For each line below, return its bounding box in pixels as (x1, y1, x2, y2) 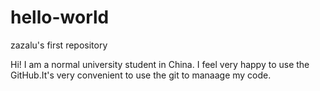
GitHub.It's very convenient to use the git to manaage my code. (10, 69, 272, 81)
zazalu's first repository (10, 39, 108, 51)
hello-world (10, 6, 110, 29)
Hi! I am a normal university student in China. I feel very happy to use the (10, 58, 310, 70)
